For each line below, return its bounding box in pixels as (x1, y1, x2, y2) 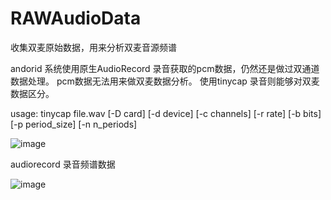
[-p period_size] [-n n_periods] (10, 118, 138, 130)
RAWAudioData (10, 7, 142, 30)
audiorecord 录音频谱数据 (10, 158, 116, 170)
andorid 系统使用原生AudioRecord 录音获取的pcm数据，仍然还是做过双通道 (10, 62, 320, 74)
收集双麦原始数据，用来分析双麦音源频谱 (10, 41, 177, 53)
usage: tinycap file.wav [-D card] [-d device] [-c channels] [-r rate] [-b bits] (10, 107, 322, 119)
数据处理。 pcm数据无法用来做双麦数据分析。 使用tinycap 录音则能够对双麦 (10, 75, 320, 87)
